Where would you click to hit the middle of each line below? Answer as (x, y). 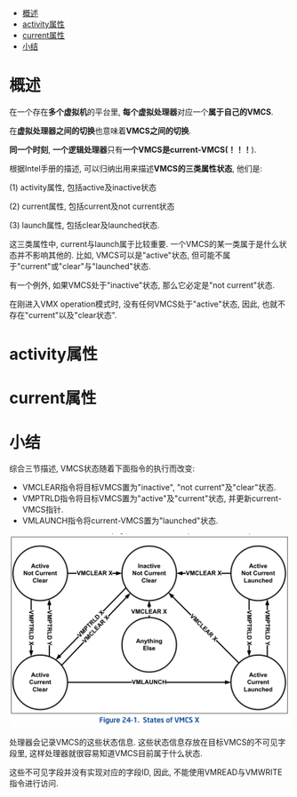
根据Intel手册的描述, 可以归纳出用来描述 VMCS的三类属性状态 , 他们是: (136, 168)
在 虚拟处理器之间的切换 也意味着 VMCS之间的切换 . (100, 131)
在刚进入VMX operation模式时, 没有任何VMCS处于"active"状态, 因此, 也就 (144, 304)
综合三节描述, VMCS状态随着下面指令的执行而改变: (102, 468)
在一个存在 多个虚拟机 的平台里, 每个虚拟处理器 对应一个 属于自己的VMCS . (141, 112)
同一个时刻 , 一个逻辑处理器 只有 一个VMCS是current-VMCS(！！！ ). (133, 149)
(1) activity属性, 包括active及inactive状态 (83, 187)
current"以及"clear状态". (72, 315)
